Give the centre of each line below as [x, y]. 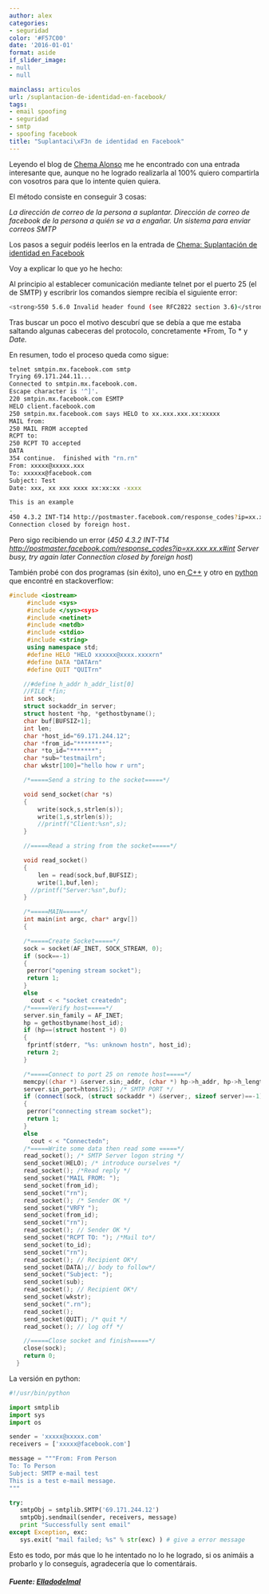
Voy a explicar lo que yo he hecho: [66, 268]
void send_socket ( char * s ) [68, 794]
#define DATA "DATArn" [65, 662]
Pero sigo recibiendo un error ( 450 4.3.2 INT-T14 [89, 540]
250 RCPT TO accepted [45, 444]
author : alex [31, 16]
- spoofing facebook [44, 134]
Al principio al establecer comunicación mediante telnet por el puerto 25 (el [133, 283]
